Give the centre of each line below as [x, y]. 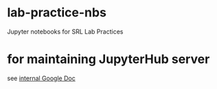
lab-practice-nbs [57, 13]
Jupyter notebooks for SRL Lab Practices [65, 31]
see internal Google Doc [41, 78]
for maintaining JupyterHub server [108, 59]
